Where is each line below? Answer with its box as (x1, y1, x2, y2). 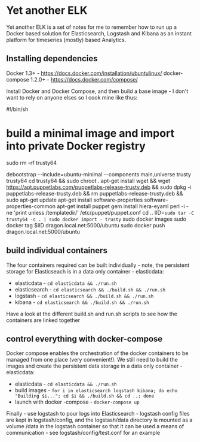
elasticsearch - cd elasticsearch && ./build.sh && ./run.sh (14, 285, 166, 293)
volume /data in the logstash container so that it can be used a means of (6, 423, 184, 430)
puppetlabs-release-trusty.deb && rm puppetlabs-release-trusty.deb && (6, 190, 183, 197)
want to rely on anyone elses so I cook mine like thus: (6, 94, 138, 101)
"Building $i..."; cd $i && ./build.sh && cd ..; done (14, 393, 155, 399)
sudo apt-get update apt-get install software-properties (6, 196, 143, 203)
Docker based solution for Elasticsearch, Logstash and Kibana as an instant (6, 29, 192, 37)
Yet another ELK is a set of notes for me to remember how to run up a (6, 23, 177, 31)
